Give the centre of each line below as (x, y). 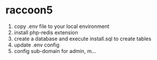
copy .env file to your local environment (62, 26)
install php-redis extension (46, 32)
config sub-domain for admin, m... (55, 51)
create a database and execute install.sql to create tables (83, 38)
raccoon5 (29, 10)
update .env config (36, 45)
